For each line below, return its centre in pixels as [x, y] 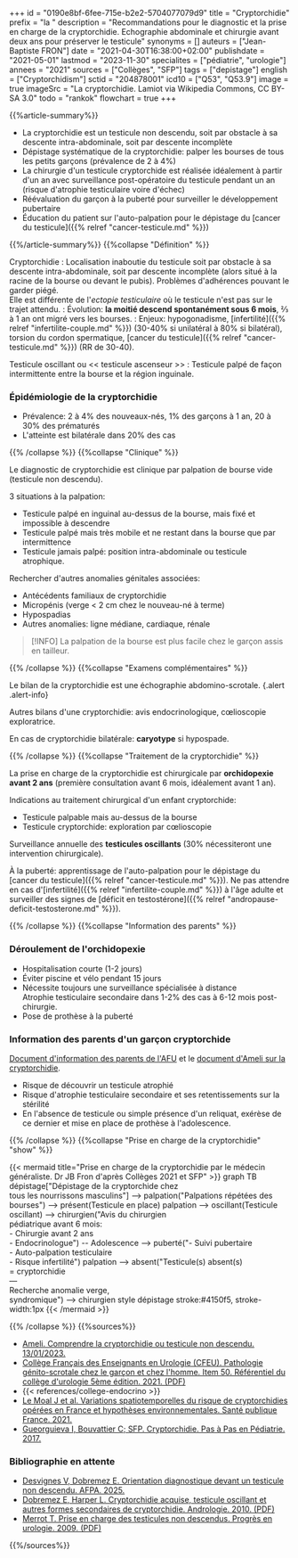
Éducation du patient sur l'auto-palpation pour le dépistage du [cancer [151, 218]
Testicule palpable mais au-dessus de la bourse [109, 817]
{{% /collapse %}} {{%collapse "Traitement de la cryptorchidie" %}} [134, 756]
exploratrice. [32, 722]
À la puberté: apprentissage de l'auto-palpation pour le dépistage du [135, 871]
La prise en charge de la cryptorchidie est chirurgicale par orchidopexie [141, 774]
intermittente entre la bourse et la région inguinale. [102, 374]
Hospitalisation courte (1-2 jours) [82, 968]
